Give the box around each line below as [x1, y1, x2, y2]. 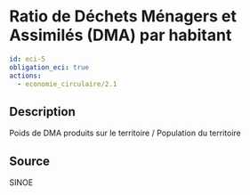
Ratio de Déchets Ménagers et [9, 6, 238, 27]
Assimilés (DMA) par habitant [9, 25, 232, 45]
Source [9, 153, 51, 168]
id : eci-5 [9, 54, 46, 63]
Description [9, 104, 76, 119]
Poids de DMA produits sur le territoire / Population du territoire [9, 127, 242, 139]
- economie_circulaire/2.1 [17, 79, 117, 88]
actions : [9, 71, 42, 80]
